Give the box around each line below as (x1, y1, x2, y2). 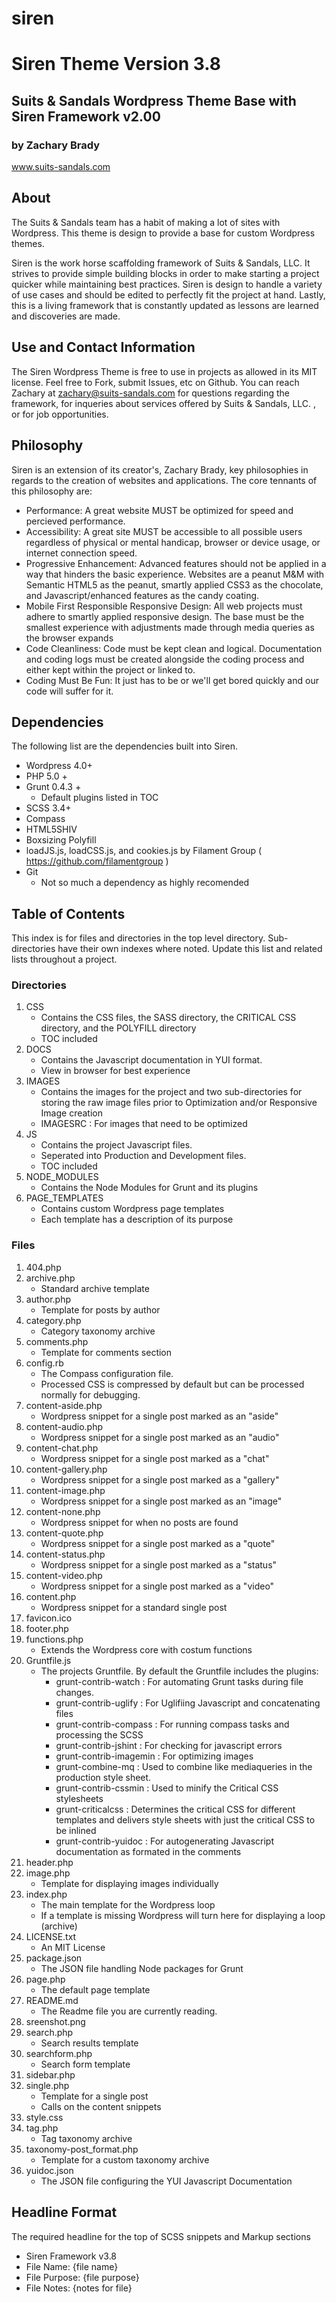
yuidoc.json (25, 2164, 74, 2176)
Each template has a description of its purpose (40, 1213, 234, 1226)
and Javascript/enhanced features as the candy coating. (25, 589, 260, 601)
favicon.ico (25, 1612, 73, 1624)
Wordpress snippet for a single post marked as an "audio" (40, 1431, 280, 1443)
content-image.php (25, 1484, 106, 1496)
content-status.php (25, 1548, 106, 1560)
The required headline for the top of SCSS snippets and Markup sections (11, 2230, 311, 2242)
